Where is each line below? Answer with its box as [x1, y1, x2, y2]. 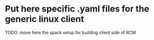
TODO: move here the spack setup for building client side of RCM [5, 29, 136, 35]
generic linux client [5, 13, 84, 25]
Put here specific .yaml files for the [5, 3, 150, 14]
